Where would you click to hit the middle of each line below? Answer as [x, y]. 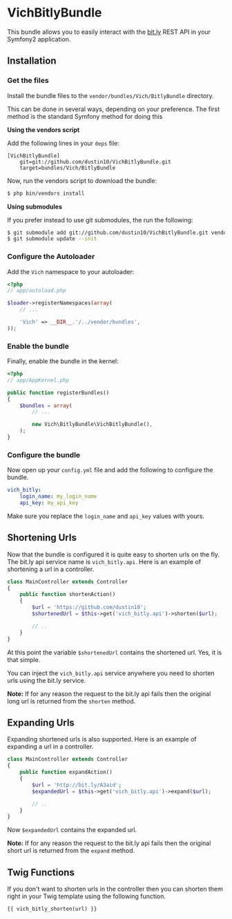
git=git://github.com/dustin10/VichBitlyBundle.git [95, 162]
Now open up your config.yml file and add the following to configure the [110, 470]
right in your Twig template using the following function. [86, 896]
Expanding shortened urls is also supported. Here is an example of [102, 739]
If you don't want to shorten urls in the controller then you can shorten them [115, 889]
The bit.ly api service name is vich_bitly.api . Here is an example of [104, 561]
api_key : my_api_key [49, 503]
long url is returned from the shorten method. [71, 701]
